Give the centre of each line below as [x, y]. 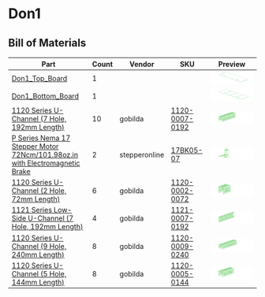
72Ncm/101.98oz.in [45, 154]
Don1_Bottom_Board [45, 96]
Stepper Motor [35, 146]
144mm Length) [38, 282]
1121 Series [32, 210]
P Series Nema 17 [41, 138]
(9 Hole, [54, 246]
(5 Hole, [54, 273]
